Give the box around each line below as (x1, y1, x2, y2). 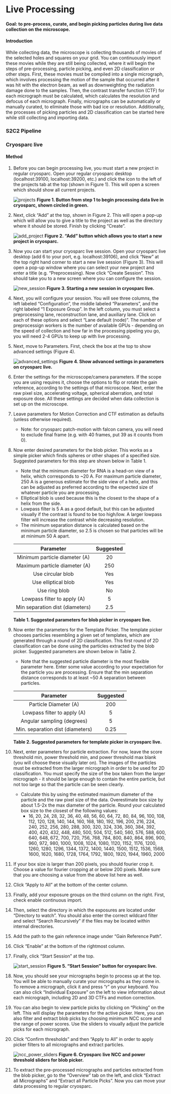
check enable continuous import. (13, 897, 83, 903)
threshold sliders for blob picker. (13, 1057, 84, 1063)
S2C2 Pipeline (6, 127, 42, 134)
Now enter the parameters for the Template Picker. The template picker (13, 627, 163, 633)
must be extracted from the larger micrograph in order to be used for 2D (13, 765, 165, 771)
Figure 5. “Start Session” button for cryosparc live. (47, 963, 157, 969)
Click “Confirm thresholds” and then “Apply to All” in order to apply (13, 1036, 154, 1042)
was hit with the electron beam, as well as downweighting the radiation (6, 82, 155, 88)
